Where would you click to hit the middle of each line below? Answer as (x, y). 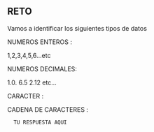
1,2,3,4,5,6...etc (29, 55)
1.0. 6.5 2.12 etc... (32, 82)
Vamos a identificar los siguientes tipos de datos (77, 28)
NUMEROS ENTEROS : (40, 42)
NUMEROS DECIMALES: (42, 68)
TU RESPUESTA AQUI (41, 122)
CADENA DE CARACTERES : (48, 109)
